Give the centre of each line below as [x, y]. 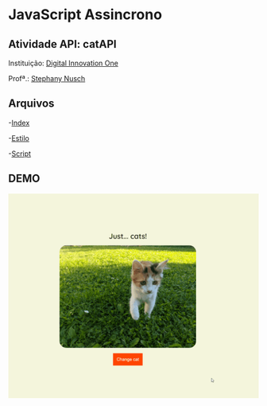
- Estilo [19, 138]
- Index [19, 123]
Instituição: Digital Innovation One [64, 63]
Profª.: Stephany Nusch [47, 78]
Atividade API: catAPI [62, 44]
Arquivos [31, 104]
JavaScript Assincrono [85, 15]
